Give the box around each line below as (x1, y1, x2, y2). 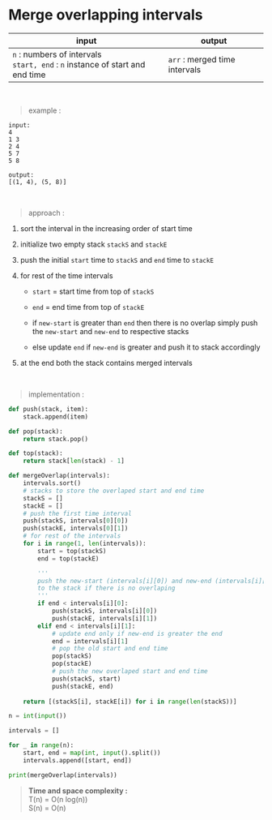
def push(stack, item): (8, 405, 89, 413)
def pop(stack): (8, 427, 63, 436)
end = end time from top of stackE (32, 302, 145, 311)
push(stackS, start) (51, 675, 121, 683)
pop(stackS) (51, 652, 92, 660)
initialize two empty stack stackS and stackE (19, 239, 168, 249)
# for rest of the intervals (23, 532, 121, 540)
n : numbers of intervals (12, 49, 102, 60)
